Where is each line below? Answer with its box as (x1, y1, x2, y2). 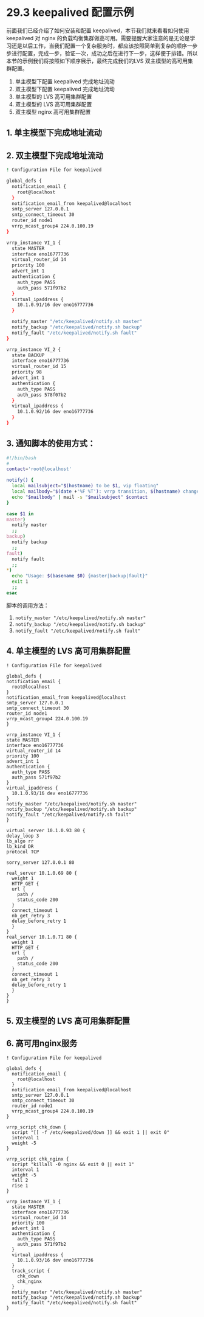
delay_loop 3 (6, 833, 39, 839)
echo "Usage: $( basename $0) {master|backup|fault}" (12, 573, 148, 579)
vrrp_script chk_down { (6, 1124, 67, 1130)
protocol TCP (6, 849, 39, 855)
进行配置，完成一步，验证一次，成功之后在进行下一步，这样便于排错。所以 (11, 49, 198, 57)
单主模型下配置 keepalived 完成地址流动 (15, 77, 115, 85)
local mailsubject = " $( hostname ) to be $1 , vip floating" (12, 483, 159, 489)
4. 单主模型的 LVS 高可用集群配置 (6, 646, 131, 656)
